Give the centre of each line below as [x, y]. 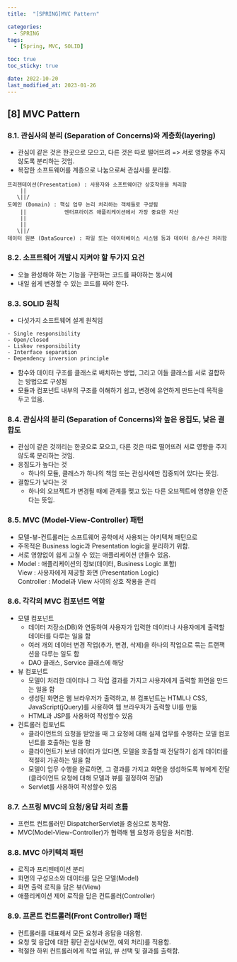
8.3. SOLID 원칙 [34, 304]
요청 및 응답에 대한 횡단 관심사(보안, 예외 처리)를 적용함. [94, 941]
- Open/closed [28, 340]
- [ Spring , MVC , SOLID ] [48, 47]
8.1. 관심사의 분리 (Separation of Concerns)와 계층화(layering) [111, 136]
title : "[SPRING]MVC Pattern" [53, 14]
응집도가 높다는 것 [42, 465]
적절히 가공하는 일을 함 [59, 760]
